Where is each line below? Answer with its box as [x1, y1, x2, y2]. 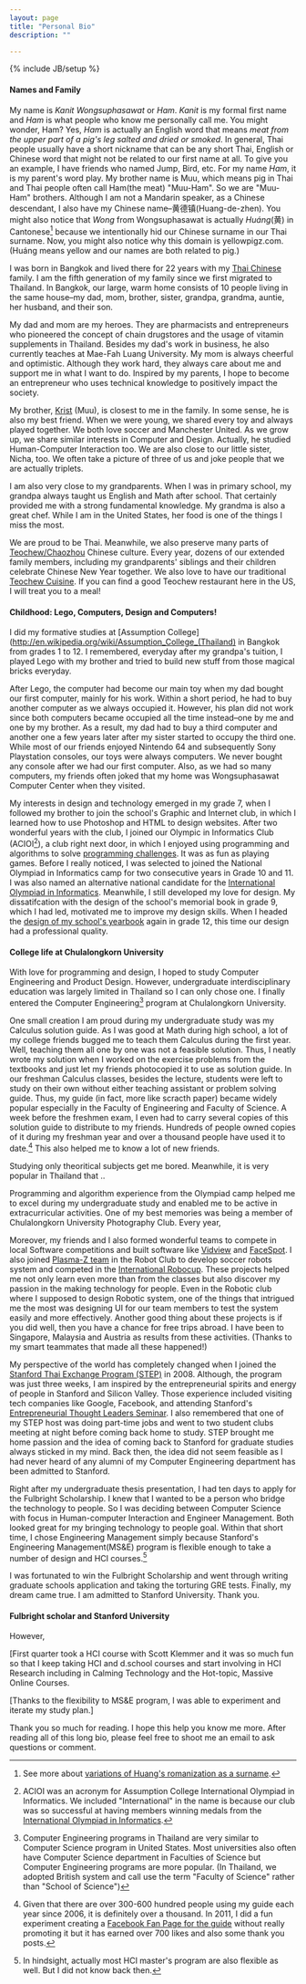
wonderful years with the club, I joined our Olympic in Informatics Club [9, 827, 275, 838]
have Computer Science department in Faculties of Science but [22, 1852, 261, 1863]
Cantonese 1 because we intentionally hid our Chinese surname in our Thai [9, 225, 287, 237]
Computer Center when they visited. [9, 780, 146, 791]
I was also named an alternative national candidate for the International [9, 877, 276, 888]
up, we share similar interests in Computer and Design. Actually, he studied [9, 434, 291, 445]
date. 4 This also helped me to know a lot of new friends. [9, 1141, 220, 1154]
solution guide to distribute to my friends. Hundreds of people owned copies [9, 1122, 296, 1133]
